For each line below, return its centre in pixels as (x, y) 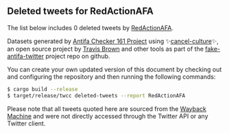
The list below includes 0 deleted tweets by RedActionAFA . (90, 27)
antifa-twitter (26, 56)
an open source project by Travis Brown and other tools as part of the (106, 49)
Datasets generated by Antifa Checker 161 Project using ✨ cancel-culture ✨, (113, 41)
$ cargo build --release (43, 89)
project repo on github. (78, 56)
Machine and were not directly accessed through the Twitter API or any (108, 116)
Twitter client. (26, 123)
